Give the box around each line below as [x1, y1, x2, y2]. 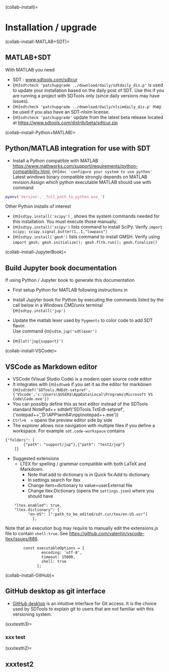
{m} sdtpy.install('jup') [12, 308, 66, 314]
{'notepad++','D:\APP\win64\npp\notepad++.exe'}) [12, 412, 119, 418]
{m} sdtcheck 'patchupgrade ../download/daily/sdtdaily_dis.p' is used [12, 82, 163, 88]
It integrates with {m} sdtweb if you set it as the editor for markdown [12, 381, 152, 388]
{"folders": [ [5, 438, 35, 443]
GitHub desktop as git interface [5, 587, 106, 595]
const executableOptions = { [23, 546, 85, 551]
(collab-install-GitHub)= [5, 572, 54, 578]
